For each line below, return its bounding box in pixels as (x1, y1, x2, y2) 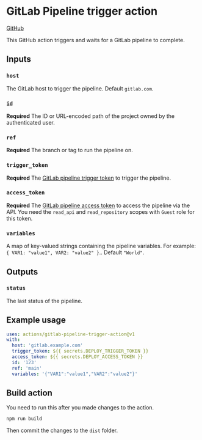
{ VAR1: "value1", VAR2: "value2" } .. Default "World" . (6, 249, 145, 256)
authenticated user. (6, 119, 55, 126)
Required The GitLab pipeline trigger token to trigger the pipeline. (6, 174, 171, 182)
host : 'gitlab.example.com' (12, 342, 84, 349)
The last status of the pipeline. (6, 297, 83, 304)
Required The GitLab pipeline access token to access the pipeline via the (6, 202, 190, 209)
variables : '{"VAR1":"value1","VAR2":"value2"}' (12, 371, 138, 377)
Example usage (6, 315, 66, 325)
